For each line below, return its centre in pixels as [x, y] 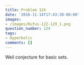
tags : [11, 33]
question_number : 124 [28, 29]
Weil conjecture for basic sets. [37, 57]
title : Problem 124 [26, 10]
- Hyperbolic [19, 38]
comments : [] [19, 43]
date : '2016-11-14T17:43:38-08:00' [43, 15]
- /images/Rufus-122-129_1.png [38, 24]
